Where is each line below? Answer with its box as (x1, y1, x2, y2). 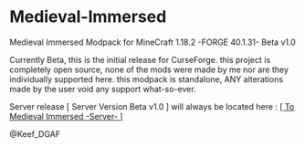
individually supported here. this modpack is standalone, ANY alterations (9, 73, 284, 84)
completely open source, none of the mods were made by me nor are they (9, 64, 289, 75)
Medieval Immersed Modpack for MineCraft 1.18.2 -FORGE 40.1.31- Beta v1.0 (9, 37, 297, 48)
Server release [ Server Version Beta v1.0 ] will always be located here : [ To (9, 100, 295, 111)
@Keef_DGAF (9, 128, 61, 139)
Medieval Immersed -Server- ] (9, 111, 123, 122)
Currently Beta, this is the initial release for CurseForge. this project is (9, 54, 271, 65)
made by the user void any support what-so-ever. (9, 83, 196, 94)
